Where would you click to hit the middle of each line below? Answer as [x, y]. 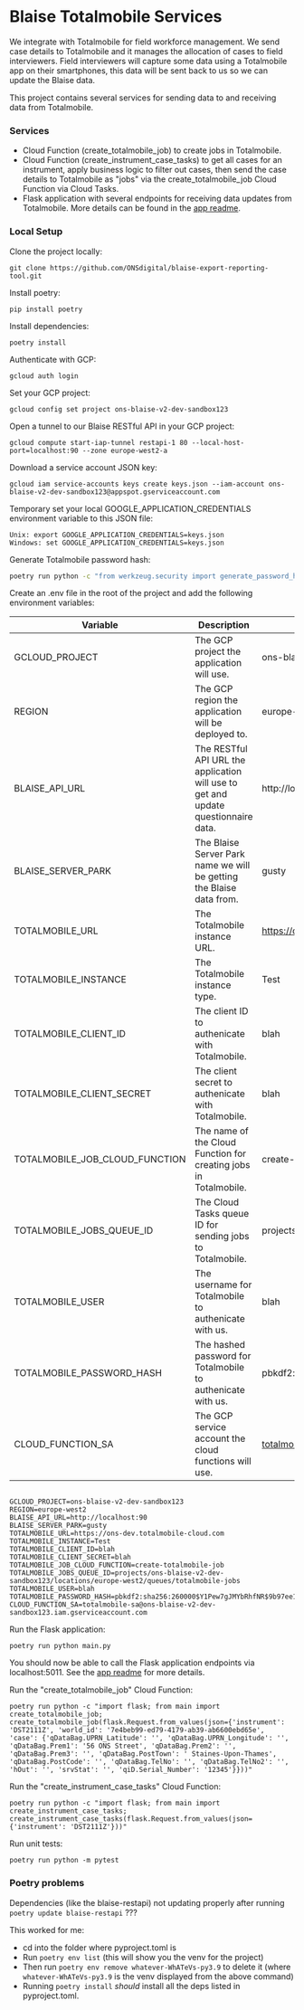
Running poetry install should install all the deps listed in [131, 1986]
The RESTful [221, 749]
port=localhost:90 [44, 450]
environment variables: [52, 602]
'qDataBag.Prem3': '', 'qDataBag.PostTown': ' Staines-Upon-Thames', [143, 1754]
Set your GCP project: [50, 393]
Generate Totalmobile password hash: [80, 559]
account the [220, 1438]
